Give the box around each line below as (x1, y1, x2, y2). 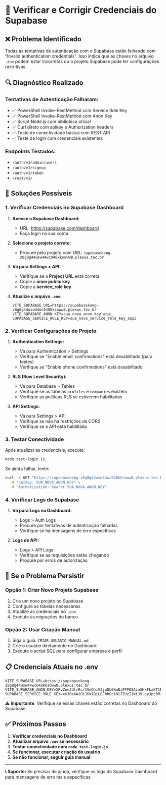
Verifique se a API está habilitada (19, 423, 87, 429)
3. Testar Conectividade (5, 436, 64, 443)
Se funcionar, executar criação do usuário (12, 749, 100, 755)
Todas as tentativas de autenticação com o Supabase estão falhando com (5, 48, 156, 54)
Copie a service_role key (19, 284, 72, 290)
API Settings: (12, 403, 41, 409)
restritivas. (5, 64, 27, 69)
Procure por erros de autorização (19, 557, 88, 563)
